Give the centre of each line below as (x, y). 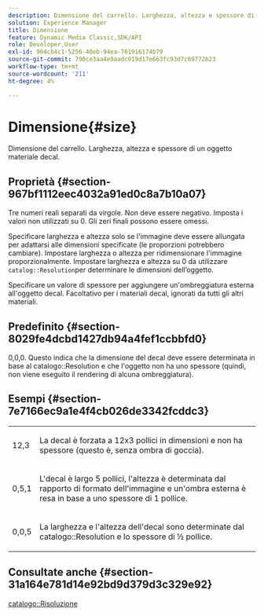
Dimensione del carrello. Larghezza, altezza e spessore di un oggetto (120, 148)
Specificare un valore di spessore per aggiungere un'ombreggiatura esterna (131, 285)
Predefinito (36, 326)
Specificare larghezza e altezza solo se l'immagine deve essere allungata (126, 236)
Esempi (27, 399)
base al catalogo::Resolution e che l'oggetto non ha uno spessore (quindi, (127, 366)
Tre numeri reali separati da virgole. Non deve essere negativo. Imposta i (126, 213)
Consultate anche (53, 572)
